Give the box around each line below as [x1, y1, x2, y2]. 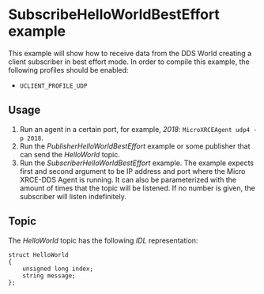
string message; [22, 271, 77, 280]
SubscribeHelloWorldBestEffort [8, 6, 220, 24]
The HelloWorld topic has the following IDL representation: [8, 236, 198, 245]
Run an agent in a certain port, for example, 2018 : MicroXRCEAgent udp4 [19, 124, 251, 134]
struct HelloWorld [8, 251, 69, 258]
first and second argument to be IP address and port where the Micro [19, 166, 246, 175]
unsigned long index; [22, 265, 93, 273]
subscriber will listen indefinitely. [19, 191, 126, 201]
